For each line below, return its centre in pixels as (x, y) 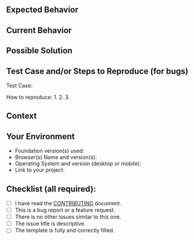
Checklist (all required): (51, 189)
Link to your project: (40, 170)
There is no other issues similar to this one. (68, 217)
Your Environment (40, 136)
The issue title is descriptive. (50, 224)
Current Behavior (39, 30)
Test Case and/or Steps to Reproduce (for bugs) (97, 71)
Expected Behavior (43, 10)
